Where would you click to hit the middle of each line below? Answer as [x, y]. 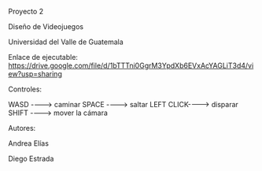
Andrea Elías [29, 143]
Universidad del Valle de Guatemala [66, 42]
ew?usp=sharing [35, 74]
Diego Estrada [31, 158]
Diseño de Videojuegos [46, 26]
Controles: [25, 89]
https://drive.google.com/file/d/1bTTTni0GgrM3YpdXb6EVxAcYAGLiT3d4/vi [131, 65]
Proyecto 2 [26, 11]
